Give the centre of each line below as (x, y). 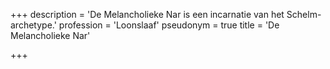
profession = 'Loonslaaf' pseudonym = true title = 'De (169, 25)
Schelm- (304, 14)
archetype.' (33, 25)
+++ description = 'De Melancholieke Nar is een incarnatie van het (147, 14)
